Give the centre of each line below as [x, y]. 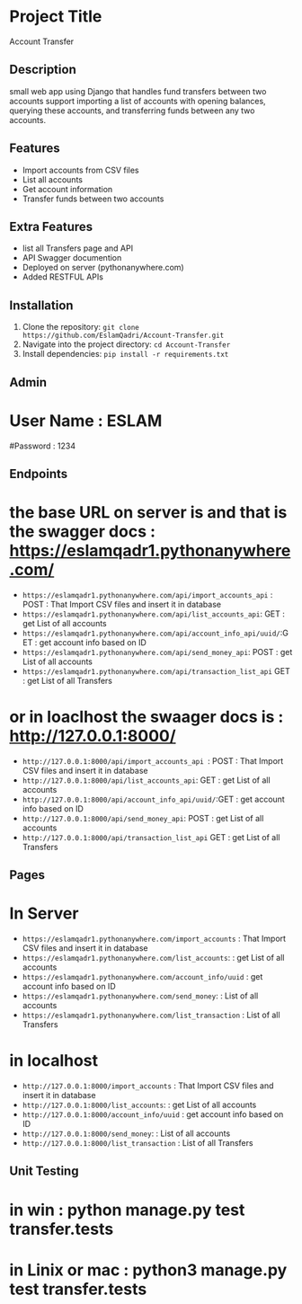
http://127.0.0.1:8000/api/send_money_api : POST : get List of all [143, 818]
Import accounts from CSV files [80, 170]
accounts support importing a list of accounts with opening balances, [138, 101]
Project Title [56, 17]
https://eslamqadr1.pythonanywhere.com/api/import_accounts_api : [147, 594]
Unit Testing [44, 1171]
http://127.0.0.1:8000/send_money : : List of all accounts [126, 1133]
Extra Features [51, 226]
